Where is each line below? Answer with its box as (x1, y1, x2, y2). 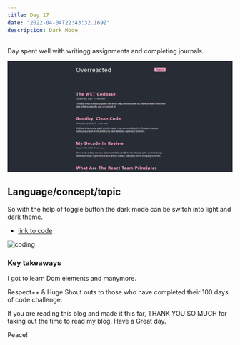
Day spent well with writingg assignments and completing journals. (7, 47, 204, 56)
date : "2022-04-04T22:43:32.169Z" (7, 19, 111, 26)
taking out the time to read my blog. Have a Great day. (7, 317, 166, 326)
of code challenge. (7, 296, 63, 304)
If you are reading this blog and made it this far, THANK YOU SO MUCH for (7, 309, 227, 318)
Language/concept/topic (7, 186, 121, 198)
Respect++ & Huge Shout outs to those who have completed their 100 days (7, 288, 229, 297)
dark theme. (7, 212, 44, 221)
